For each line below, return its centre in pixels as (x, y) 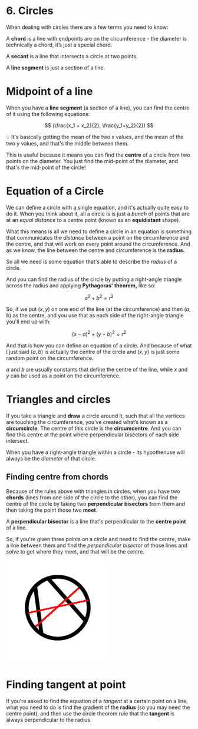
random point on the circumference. (50, 358)
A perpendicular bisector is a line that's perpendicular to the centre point (96, 521)
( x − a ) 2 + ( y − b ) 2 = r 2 (99, 334)
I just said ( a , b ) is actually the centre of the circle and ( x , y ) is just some (93, 352)
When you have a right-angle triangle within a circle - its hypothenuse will (95, 452)
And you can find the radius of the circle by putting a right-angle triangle (94, 279)
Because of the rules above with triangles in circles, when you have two (93, 491)
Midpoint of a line (49, 92)
